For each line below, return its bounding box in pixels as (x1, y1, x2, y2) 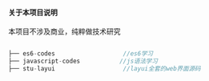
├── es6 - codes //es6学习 (8, 50, 154, 58)
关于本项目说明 (8, 7, 58, 17)
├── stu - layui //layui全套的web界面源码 (8, 64, 201, 72)
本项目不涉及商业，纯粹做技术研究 (8, 26, 121, 36)
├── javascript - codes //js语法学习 (8, 57, 159, 66)
